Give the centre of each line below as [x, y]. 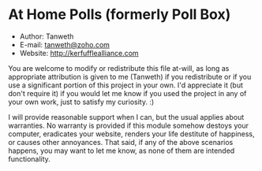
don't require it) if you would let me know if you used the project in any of [127, 93]
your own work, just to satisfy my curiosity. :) [81, 102]
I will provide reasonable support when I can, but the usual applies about [126, 117]
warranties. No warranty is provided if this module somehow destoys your [128, 125]
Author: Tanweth [47, 36]
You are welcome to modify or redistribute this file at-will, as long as [119, 68]
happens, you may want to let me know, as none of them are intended [122, 151]
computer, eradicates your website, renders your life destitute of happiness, [131, 134]
